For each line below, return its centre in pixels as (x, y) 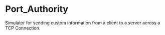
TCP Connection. (23, 28)
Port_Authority (37, 9)
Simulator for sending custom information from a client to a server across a (83, 23)
